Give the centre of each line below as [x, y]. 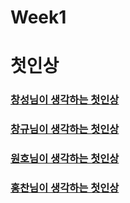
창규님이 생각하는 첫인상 [65, 129]
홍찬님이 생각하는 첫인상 [65, 188]
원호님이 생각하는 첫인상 [65, 159]
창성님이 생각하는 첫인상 [65, 100]
